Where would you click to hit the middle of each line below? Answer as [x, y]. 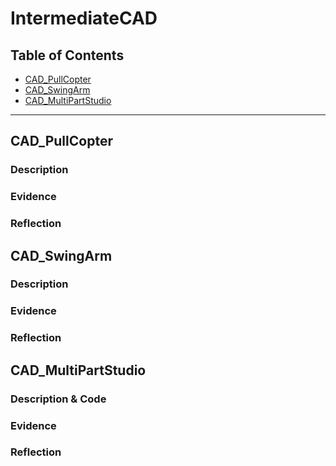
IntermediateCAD [84, 18]
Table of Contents [67, 55]
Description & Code [58, 399]
